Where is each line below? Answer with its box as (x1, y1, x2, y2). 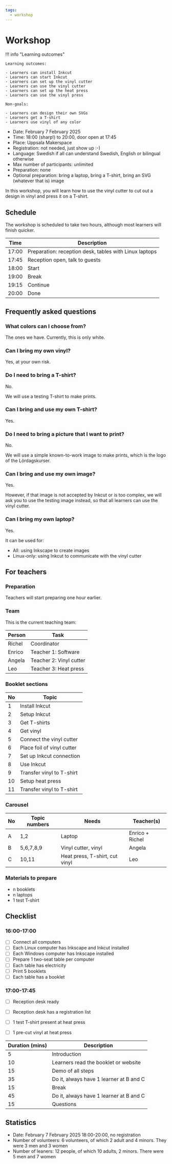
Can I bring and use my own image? (5, 470, 96, 478)
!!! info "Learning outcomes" (5, 51, 65, 58)
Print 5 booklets (12, 968, 46, 974)
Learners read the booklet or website (52, 1059, 141, 1066)
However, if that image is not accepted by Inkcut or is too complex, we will (5, 492, 162, 498)
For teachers (5, 568, 47, 577)
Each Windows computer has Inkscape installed (12, 950, 114, 957)
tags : (5, 7, 17, 13)
